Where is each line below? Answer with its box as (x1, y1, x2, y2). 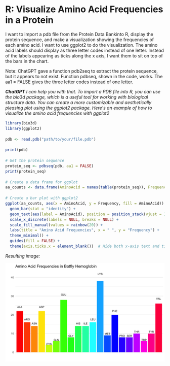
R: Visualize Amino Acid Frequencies (5, 4, 163, 15)
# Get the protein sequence (5, 158, 65, 163)
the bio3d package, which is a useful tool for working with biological (5, 94, 148, 100)
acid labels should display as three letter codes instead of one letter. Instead (5, 47, 164, 53)
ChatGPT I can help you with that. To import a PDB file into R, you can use (5, 88, 161, 94)
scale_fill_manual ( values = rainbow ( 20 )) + (10, 222, 103, 227)
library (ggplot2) (5, 126, 42, 131)
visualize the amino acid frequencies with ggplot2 (5, 110, 110, 116)
